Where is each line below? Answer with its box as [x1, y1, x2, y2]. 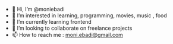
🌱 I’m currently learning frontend [11, 18, 92, 25]
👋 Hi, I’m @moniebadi [11, 6, 65, 12]
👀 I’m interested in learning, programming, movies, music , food [11, 12, 168, 19]
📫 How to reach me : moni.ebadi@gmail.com [11, 32, 124, 38]
